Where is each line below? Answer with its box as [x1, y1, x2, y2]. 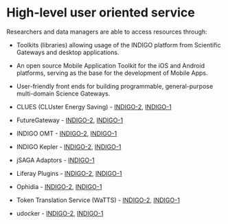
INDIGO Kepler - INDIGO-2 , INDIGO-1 [16, 142, 122, 150]
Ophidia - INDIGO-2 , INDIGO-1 [16, 182, 102, 190]
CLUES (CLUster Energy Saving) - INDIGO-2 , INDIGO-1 [16, 102, 172, 111]
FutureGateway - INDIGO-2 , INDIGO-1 [16, 115, 124, 124]
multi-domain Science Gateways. [16, 89, 111, 98]
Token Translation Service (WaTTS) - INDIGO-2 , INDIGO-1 [16, 196, 180, 204]
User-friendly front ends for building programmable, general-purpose [16, 82, 214, 90]
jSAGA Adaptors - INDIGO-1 [16, 156, 95, 164]
